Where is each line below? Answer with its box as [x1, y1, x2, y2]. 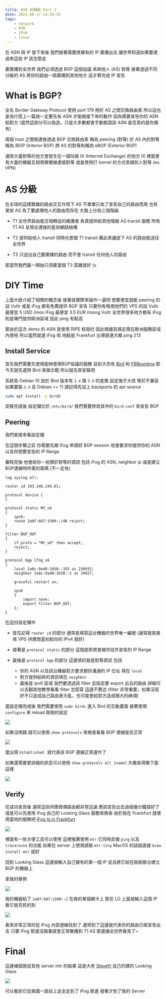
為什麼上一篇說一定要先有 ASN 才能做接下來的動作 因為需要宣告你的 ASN [9, 113, 159, 119]
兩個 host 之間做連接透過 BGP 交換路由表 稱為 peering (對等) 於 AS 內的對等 [5, 136, 160, 142]
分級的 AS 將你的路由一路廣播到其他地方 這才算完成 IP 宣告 [5, 72, 125, 78]
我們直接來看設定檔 [5, 432, 45, 438]
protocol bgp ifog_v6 [5, 558, 50, 563]
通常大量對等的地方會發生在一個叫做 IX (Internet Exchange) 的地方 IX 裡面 [5, 153, 156, 159]
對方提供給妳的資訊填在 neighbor [19, 674, 87, 680]
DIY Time [5, 279, 44, 291]
